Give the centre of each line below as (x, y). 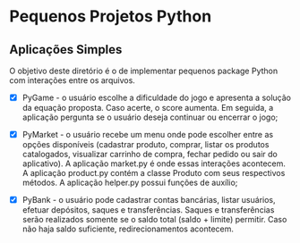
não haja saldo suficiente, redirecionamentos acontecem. (128, 229)
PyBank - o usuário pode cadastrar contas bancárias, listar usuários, (149, 200)
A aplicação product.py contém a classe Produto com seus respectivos (154, 173)
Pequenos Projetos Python (111, 17)
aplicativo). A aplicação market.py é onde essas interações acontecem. (154, 163)
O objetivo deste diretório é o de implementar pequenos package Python (144, 71)
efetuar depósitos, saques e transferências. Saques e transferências (148, 210)
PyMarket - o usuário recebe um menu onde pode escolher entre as (148, 135)
